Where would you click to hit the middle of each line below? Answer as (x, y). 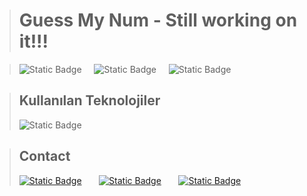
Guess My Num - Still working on (158, 20)
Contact (44, 156)
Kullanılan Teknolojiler (89, 100)
